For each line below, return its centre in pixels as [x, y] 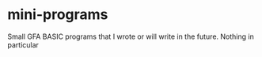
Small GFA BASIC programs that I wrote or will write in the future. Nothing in [131, 36]
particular [23, 44]
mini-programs [58, 15]
